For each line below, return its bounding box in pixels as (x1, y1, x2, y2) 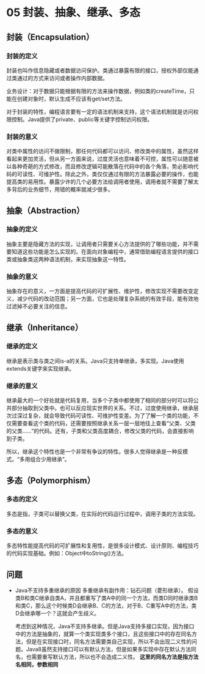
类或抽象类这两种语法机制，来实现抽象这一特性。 (6, 255, 129, 263)
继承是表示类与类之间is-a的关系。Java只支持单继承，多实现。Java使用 (6, 357, 184, 365)
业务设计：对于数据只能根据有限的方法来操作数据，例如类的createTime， (6, 87, 190, 95)
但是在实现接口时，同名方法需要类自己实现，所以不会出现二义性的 (26, 637, 192, 645)
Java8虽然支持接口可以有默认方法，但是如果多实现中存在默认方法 (26, 645, 191, 653)
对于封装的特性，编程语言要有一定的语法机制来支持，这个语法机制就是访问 (6, 108, 193, 115)
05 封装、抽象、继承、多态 (6, 6, 140, 20)
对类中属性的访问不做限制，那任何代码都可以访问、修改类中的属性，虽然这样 (6, 147, 199, 155)
